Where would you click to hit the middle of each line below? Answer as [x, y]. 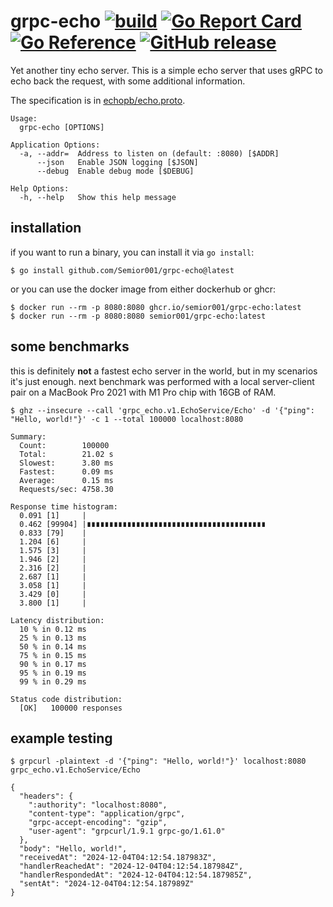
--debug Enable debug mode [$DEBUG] [115, 171]
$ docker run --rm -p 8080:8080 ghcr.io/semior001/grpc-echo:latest [156, 307]
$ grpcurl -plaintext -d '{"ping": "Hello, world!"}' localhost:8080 [158, 761]
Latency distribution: [57, 620]
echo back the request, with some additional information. [128, 81]
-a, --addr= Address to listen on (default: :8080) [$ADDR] [149, 153]
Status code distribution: [66, 699]
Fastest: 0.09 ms [66, 471]
